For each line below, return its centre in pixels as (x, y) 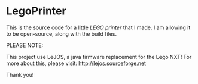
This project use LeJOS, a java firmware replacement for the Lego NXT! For (99, 57)
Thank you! (20, 74)
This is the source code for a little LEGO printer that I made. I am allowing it (98, 27)
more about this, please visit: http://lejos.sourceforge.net (76, 63)
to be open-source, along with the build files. (62, 33)
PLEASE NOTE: (25, 45)
